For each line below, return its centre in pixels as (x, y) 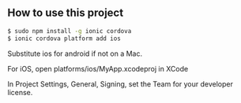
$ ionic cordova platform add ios (64, 39)
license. (20, 92)
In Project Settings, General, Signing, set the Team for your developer (120, 84)
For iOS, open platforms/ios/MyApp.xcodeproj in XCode (98, 68)
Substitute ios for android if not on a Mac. (75, 53)
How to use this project (66, 13)
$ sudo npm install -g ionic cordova (70, 31)
